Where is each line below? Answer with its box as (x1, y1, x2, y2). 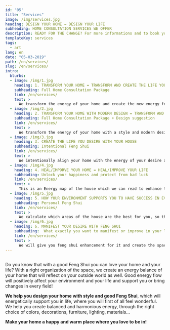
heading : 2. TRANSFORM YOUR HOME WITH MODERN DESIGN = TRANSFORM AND (14, 111, 164, 116)
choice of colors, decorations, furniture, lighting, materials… (5, 309, 131, 315)
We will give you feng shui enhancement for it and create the (18, 242, 155, 248)
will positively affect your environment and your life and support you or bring (5, 277, 165, 283)
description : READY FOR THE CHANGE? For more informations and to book (5, 31, 159, 36)
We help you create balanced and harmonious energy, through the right (5, 303, 154, 309)
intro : (5, 69, 19, 74)
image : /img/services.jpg (5, 17, 60, 22)
